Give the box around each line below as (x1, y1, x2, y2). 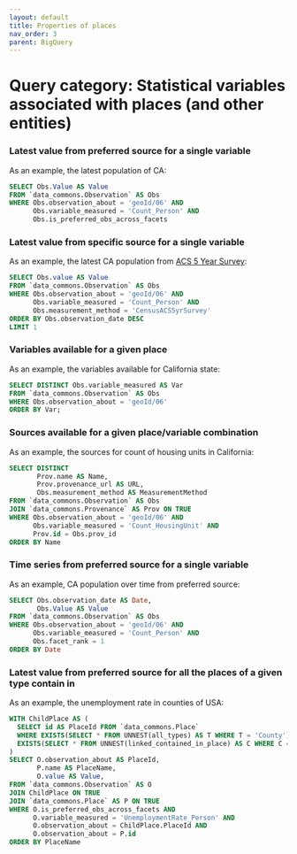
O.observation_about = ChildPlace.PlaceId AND (32, 821, 208, 830)
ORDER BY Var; (9, 405, 62, 414)
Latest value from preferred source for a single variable (9, 145, 252, 158)
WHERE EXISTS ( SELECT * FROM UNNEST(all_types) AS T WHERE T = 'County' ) (17, 731, 291, 740)
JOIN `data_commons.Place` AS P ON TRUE (9, 796, 161, 805)
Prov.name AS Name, (36, 472, 109, 481)
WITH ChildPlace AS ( (9, 714, 89, 724)
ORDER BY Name (9, 537, 62, 547)
